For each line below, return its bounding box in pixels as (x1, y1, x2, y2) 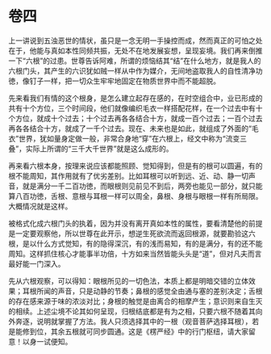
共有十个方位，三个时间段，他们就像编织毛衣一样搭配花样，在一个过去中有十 (8, 103, 263, 113)
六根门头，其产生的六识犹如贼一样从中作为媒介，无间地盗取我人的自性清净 (8, 65, 256, 75)
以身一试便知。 (22, 336, 73, 346)
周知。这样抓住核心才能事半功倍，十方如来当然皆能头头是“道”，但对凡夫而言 (8, 248, 262, 259)
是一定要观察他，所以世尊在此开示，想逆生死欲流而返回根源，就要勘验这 (8, 228, 248, 238)
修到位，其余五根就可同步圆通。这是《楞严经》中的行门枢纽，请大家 (22, 327, 248, 336)
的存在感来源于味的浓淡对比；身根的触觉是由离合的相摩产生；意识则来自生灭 (8, 296, 263, 306)
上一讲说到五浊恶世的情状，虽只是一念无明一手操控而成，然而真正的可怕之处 (8, 36, 263, 45)
